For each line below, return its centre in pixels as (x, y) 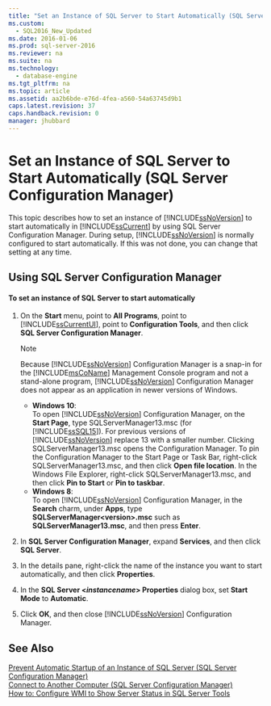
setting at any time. (40, 252)
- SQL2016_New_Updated (54, 31)
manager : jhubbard (39, 121)
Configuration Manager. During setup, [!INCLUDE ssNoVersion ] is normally (131, 234)
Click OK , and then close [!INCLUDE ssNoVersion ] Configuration (126, 614)
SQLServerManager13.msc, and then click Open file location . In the (144, 466)
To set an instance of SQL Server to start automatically (102, 298)
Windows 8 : (53, 492)
